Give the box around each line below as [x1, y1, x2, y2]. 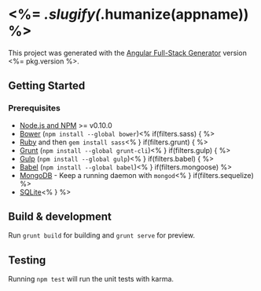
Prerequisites [8, 103, 61, 114]
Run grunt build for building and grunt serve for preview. [8, 231, 195, 240]
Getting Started [8, 79, 86, 93]
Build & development [8, 210, 112, 224]
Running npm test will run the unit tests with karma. [8, 275, 175, 284]
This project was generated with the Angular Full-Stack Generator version [8, 48, 248, 57]
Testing [8, 253, 46, 267]
